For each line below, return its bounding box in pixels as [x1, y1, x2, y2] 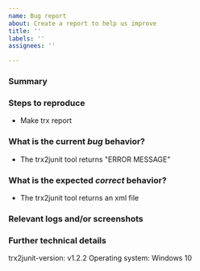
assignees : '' [8, 42, 56, 50]
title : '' [8, 27, 42, 35]
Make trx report [19, 116, 73, 125]
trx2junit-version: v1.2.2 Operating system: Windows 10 [8, 253, 192, 263]
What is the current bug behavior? [8, 136, 145, 147]
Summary [8, 76, 48, 87]
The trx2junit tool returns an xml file [19, 193, 140, 202]
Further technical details [8, 235, 106, 246]
